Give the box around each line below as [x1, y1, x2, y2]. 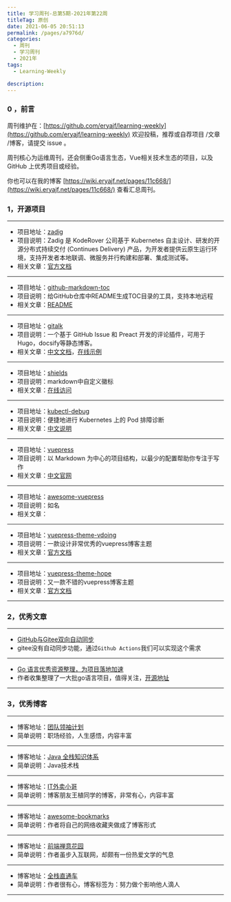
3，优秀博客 [7, 699, 47, 709]
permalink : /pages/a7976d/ [7, 29, 85, 37]
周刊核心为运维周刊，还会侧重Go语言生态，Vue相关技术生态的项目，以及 [7, 153, 213, 161]
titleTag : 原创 [7, 17, 49, 23]
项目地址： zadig [16, 227, 63, 235]
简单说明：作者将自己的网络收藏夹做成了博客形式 [16, 821, 156, 829]
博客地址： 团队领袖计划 [16, 723, 84, 731]
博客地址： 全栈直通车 [16, 871, 78, 880]
